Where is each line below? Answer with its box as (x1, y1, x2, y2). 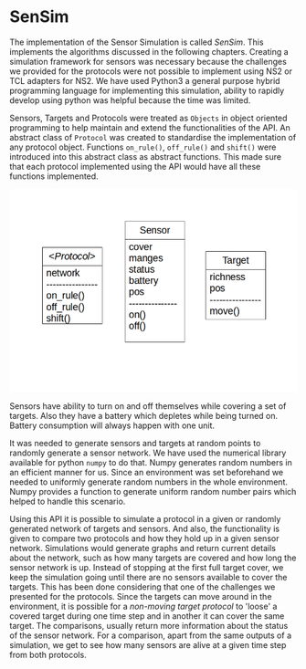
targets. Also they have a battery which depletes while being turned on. (9, 410, 279, 421)
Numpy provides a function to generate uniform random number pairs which (9, 486, 297, 497)
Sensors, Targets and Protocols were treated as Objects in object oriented (9, 112, 288, 123)
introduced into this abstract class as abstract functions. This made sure (9, 151, 281, 162)
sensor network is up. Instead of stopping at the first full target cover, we (9, 561, 284, 572)
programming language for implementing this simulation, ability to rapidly (9, 85, 285, 96)
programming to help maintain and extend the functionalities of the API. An (9, 121, 290, 133)
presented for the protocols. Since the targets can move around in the (9, 591, 272, 601)
